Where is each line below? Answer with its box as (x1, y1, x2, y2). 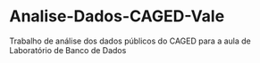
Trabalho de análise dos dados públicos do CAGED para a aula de (9, 35, 252, 46)
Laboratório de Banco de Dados (9, 44, 127, 55)
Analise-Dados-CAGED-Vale (9, 6, 225, 27)
